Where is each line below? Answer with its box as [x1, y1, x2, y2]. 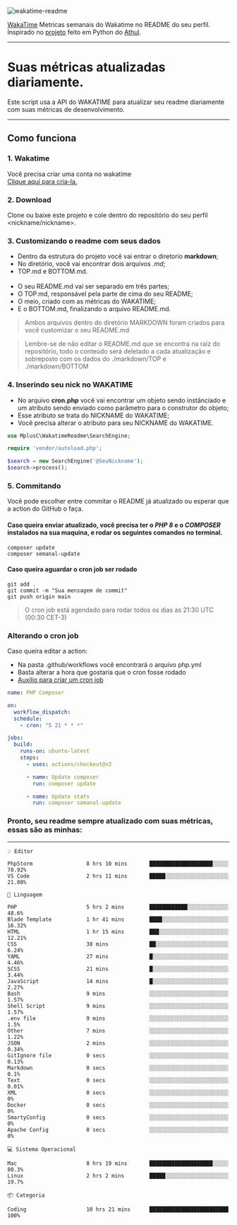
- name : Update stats [25, 793, 90, 800]
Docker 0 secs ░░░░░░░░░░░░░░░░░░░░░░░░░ [7, 1101, 229, 1108]
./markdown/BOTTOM [24, 362, 89, 371]
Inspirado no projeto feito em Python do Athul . [7, 28, 142, 36]
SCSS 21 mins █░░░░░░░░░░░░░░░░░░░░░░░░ [7, 965, 229, 973]
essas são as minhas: [7, 825, 83, 835]
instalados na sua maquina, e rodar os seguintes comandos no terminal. [7, 528, 223, 537]
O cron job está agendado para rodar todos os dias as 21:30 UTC [24, 605, 214, 614]
